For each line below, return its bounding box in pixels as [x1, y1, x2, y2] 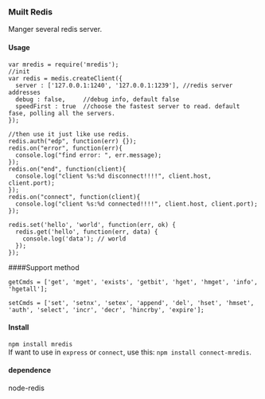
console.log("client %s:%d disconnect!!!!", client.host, [15, 172, 212, 180]
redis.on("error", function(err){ [8, 144, 123, 152]
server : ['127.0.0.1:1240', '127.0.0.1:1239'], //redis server [15, 81, 233, 89]
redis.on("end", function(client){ [8, 165, 127, 173]
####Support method [8, 262, 80, 272]
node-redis [8, 383, 45, 393]
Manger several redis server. [8, 25, 102, 34]
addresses [8, 88, 41, 96]
